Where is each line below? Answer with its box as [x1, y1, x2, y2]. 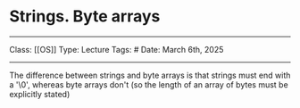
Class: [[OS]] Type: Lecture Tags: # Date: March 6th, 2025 [9, 44, 224, 54]
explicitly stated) [9, 88, 71, 99]
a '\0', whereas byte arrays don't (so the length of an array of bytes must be [9, 79, 288, 90]
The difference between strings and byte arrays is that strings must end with [9, 70, 291, 80]
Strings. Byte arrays [9, 6, 161, 27]
